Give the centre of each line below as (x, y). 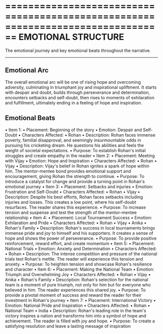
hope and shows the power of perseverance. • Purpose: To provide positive (81, 238)
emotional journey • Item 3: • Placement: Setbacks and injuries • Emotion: (79, 186)
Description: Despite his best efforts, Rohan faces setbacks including (74, 197)
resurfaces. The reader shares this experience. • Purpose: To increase (76, 207)
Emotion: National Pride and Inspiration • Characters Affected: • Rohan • (78, 305)
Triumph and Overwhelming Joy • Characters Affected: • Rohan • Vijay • (78, 274)
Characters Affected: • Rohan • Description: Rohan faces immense (89, 135)
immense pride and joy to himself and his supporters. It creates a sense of (79, 233)
